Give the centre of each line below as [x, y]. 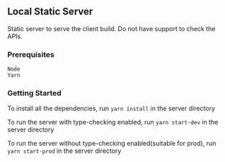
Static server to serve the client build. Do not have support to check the [111, 28]
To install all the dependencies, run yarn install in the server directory [111, 108]
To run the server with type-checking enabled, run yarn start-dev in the [113, 122]
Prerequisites [31, 54]
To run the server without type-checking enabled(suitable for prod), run [112, 144]
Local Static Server [50, 12]
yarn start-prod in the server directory [64, 151]
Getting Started [34, 93]
